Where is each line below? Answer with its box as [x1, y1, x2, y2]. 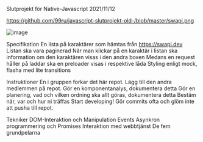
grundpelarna [6, 129, 41, 136]
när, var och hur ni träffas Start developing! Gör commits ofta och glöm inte [6, 98, 195, 105]
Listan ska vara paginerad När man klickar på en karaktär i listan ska [6, 47, 178, 54]
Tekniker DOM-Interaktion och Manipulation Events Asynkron [6, 116, 160, 123]
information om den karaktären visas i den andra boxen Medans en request [6, 54, 195, 60]
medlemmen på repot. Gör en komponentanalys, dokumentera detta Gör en [6, 85, 196, 92]
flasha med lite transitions [6, 66, 71, 74]
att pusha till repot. [6, 104, 54, 112]
